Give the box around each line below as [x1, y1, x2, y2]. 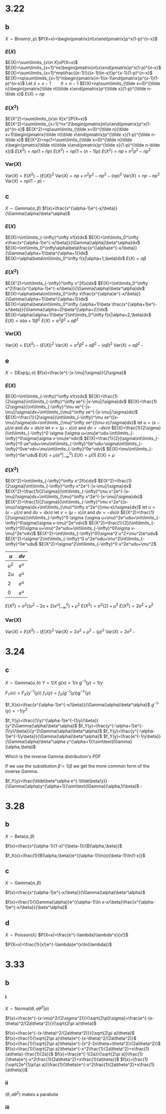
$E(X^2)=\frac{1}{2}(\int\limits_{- [88, 520, 155, 526]
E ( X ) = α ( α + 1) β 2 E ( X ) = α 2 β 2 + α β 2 [5, 317, 79, 324]
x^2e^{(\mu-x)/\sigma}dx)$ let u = [85, 504, 156, 510]
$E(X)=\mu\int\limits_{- [106, 446, 154, 452]
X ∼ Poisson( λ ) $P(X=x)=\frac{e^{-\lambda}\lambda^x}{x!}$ [5, 932, 129, 938]
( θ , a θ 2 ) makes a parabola [5, 1091, 58, 1097]
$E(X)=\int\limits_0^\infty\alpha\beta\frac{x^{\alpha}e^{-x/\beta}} [5, 245, 137, 251]
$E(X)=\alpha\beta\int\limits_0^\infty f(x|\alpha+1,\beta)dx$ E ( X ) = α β [5, 255, 146, 261]
